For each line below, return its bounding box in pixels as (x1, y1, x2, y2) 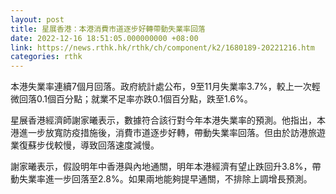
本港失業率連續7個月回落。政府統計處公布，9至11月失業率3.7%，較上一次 (10, 81, 312, 93)
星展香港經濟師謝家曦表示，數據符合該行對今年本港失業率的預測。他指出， (10, 114, 317, 126)
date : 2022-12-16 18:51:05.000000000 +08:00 (10, 33, 199, 43)
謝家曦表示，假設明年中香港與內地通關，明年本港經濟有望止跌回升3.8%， (10, 161, 313, 173)
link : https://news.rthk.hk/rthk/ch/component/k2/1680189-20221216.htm (10, 42, 315, 53)
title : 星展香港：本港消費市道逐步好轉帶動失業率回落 (10, 24, 206, 34)
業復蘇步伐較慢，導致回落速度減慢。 (10, 139, 160, 151)
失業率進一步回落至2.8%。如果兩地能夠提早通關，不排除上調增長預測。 (18, 173, 313, 185)
